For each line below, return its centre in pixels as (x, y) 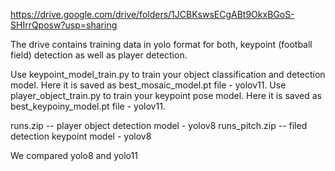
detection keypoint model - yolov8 (81, 136)
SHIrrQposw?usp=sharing (64, 25)
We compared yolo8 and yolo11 (74, 155)
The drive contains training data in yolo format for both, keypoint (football (161, 44)
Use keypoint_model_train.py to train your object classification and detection (168, 74)
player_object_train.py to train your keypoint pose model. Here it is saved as (166, 95)
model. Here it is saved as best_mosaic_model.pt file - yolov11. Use (148, 85)
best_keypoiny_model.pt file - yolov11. (88, 106)
